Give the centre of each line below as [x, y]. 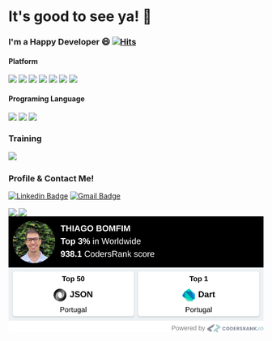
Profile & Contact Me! [51, 178]
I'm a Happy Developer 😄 [59, 42]
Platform [23, 61]
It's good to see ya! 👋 [80, 17]
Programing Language [47, 98]
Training [25, 139]
